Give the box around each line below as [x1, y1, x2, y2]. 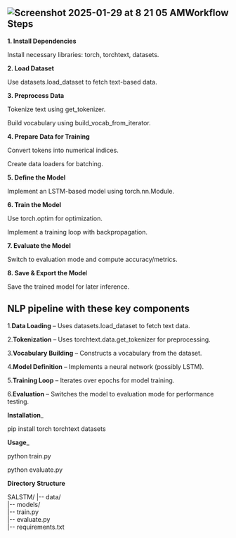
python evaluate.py [7, 465, 63, 474]
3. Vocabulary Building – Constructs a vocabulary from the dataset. [7, 349, 202, 357]
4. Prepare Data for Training [7, 132, 90, 141]
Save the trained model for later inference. [7, 282, 130, 291]
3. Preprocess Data [7, 91, 65, 99]
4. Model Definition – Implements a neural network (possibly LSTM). [7, 362, 204, 370]
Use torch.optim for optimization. [7, 214, 103, 223]
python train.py [7, 451, 51, 460]
